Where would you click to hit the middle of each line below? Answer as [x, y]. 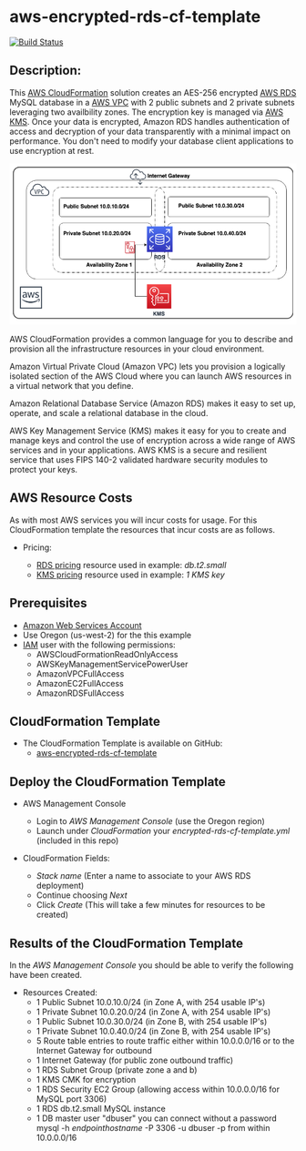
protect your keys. [44, 469]
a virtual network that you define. [71, 385]
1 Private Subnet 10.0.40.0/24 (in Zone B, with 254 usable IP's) [153, 1032]
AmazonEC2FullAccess [80, 683]
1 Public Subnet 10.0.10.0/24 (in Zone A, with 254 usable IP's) [151, 1003]
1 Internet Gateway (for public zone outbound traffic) [135, 1060]
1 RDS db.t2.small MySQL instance [101, 1109]
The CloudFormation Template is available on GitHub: [122, 743]
